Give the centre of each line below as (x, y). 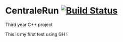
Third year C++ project (29, 24)
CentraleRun (32, 11)
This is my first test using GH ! (37, 34)
